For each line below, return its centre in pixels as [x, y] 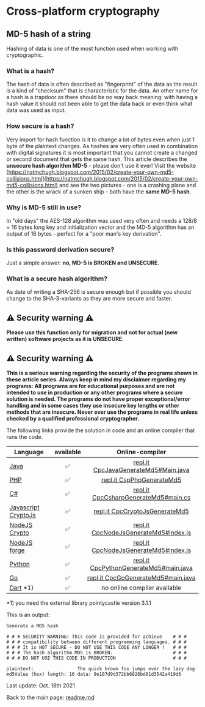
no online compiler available [142, 588]
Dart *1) [22, 588]
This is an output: [28, 615]
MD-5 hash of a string [49, 34]
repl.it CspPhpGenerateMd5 [141, 480]
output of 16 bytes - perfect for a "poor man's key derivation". [84, 233]
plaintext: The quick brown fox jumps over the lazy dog [101, 669]
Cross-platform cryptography [83, 11]
